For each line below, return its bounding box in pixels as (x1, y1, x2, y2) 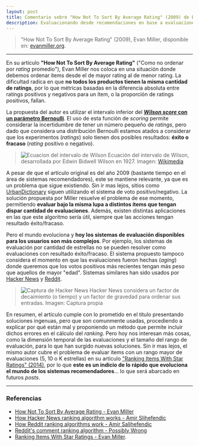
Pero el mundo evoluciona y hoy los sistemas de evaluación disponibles (6, 231, 185, 238)
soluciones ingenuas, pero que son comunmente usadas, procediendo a (6, 317, 182, 324)
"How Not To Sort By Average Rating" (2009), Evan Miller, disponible (20, 36, 188, 43)
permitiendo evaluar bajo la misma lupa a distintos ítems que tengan (6, 201, 176, 208)
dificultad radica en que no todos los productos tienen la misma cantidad (6, 78, 188, 85)
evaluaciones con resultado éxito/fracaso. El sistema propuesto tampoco (6, 250, 184, 257)
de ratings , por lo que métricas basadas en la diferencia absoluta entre (6, 84, 179, 92)
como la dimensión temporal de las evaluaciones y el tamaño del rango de (6, 336, 188, 343)
